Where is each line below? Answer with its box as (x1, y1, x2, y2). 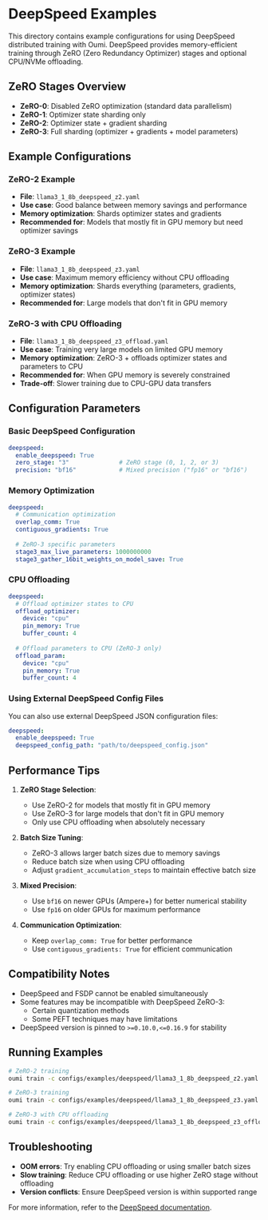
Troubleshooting (8, 1140, 93, 1154)
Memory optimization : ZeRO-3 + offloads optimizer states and (19, 353, 227, 363)
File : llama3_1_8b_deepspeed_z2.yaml (19, 192, 140, 201)
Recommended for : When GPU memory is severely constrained (19, 370, 231, 380)
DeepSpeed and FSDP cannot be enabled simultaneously (19, 988, 209, 998)
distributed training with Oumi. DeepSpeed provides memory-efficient (8, 39, 238, 49)
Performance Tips (8, 763, 100, 777)
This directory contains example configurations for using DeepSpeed (8, 31, 235, 41)
